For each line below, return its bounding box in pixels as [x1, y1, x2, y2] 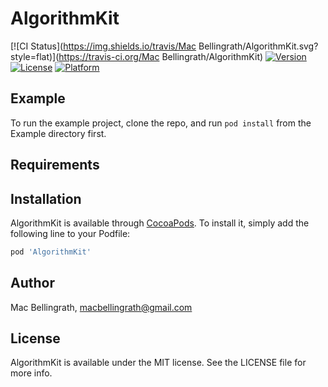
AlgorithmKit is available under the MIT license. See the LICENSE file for [10, 357, 307, 369]
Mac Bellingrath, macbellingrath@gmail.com [10, 301, 193, 313]
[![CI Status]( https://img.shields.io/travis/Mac [10, 40, 197, 52]
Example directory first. [10, 127, 107, 139]
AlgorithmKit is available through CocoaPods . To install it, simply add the [10, 217, 310, 229]
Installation [10, 190, 82, 207]
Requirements [10, 157, 100, 174]
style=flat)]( [10, 50, 60, 62]
